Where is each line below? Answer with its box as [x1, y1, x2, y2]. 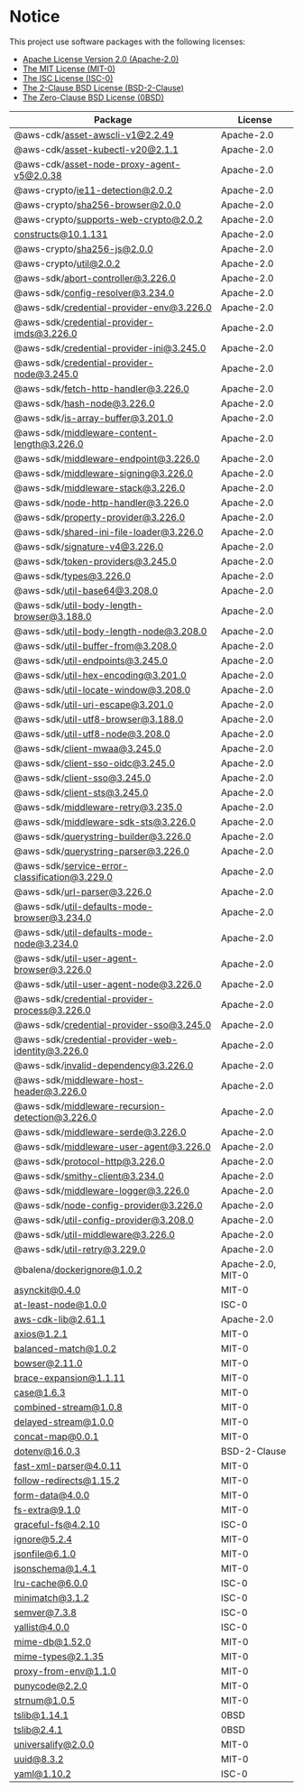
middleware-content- [64, 426, 158, 439]
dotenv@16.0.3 [14, 1445, 81, 1457]
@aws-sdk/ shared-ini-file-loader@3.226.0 [14, 525, 204, 538]
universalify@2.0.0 [14, 1738, 95, 1750]
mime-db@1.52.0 [14, 1635, 92, 1648]
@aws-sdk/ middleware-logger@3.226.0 [14, 1184, 190, 1196]
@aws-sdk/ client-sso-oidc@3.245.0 [14, 756, 176, 769]
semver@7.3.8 [14, 1606, 77, 1619]
